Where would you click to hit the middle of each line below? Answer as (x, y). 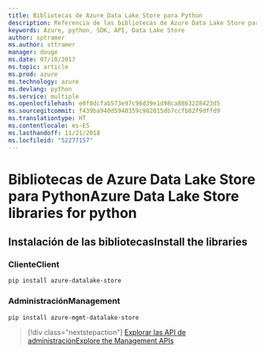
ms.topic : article (38, 67)
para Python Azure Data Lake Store (123, 196)
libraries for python (73, 213)
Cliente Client (34, 264)
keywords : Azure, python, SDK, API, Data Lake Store (97, 30)
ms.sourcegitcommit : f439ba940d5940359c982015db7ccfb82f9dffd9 (114, 111)
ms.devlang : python (40, 89)
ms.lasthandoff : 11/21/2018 (54, 133)
